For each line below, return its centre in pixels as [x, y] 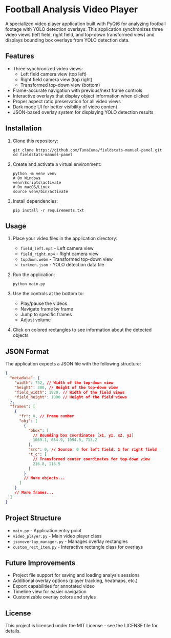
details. [13, 631]
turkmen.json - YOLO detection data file [62, 265]
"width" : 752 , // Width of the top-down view [64, 383]
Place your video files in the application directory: [65, 238]
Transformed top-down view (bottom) [60, 85]
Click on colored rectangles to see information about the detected [82, 330]
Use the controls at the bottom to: [48, 294]
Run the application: [34, 275]
